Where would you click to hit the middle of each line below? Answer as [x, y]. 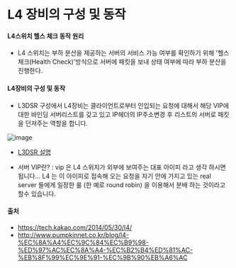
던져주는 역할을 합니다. [57, 123]
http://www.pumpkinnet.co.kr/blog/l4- [73, 235]
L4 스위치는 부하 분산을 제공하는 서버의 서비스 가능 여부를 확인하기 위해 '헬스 [123, 53]
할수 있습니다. [37, 194]
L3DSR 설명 [34, 152]
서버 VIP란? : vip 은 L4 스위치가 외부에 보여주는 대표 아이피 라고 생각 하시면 [122, 167]
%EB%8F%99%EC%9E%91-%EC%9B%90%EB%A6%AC [102, 257]
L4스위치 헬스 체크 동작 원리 [46, 35]
